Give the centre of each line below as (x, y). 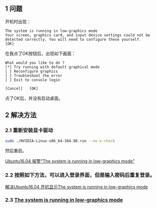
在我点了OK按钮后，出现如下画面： (40, 53)
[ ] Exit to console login (33, 80)
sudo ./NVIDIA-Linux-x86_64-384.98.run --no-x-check (60, 141)
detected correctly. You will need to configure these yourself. (73, 39)
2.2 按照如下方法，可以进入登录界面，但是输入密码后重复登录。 (80, 175)
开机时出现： (18, 22)
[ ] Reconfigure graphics (31, 71)
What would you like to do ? (35, 63)
